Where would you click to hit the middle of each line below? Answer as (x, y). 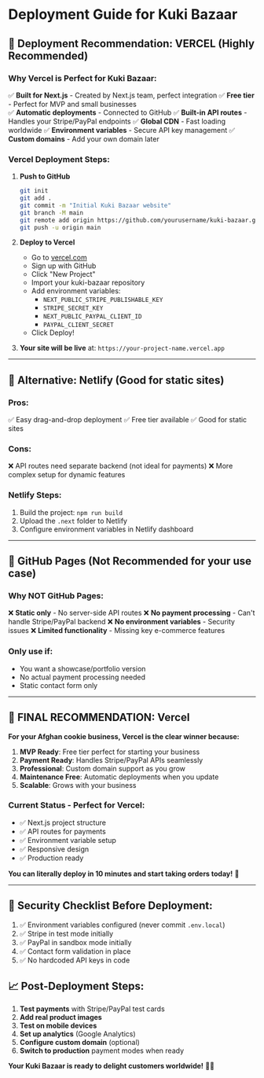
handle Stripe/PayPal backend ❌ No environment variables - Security (122, 622)
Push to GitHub (45, 177)
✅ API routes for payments (62, 831)
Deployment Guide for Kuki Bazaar (123, 15)
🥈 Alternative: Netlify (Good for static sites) (116, 380)
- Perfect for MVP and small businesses (73, 104)
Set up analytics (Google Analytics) (77, 1034)
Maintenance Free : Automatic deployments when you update (119, 777)
